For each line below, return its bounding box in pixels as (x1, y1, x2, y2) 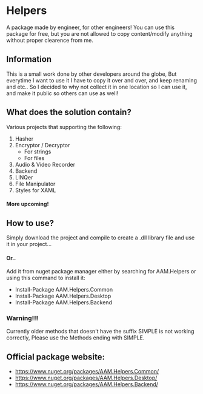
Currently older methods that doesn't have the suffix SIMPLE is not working (6, 328, 195, 335)
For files (24, 154, 45, 161)
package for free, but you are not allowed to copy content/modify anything (6, 30, 193, 37)
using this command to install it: (6, 274, 86, 282)
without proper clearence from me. (6, 36, 94, 44)
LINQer (15, 173, 33, 181)
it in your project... (6, 240, 52, 247)
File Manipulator (15, 180, 56, 187)
